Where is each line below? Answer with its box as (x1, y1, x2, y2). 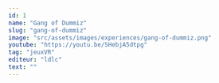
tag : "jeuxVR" (8, 48, 56, 56)
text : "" (8, 63, 37, 71)
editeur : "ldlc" (8, 56, 62, 64)
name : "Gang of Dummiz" (8, 19, 88, 27)
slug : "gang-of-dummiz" (8, 26, 88, 34)
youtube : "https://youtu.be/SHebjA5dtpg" (8, 41, 148, 49)
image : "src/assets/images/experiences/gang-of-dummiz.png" (8, 33, 213, 42)
